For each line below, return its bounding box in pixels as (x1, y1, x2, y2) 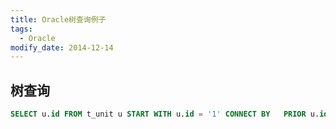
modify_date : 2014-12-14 (10, 42, 114, 53)
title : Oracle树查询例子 (10, 14, 107, 25)
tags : (10, 24, 33, 34)
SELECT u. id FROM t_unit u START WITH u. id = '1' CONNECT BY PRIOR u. (10, 109, 320, 120)
